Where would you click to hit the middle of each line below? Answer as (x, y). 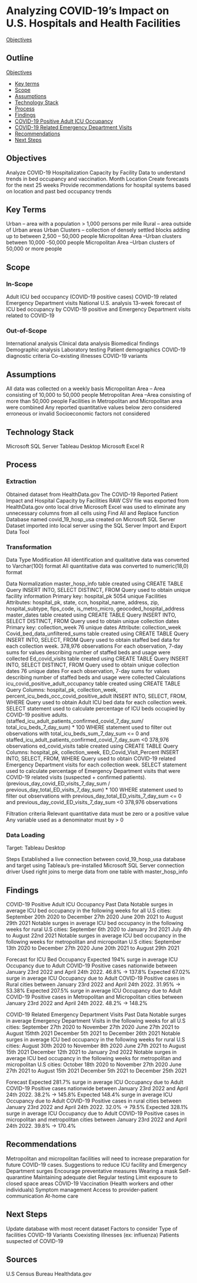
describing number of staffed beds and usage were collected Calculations (96, 677)
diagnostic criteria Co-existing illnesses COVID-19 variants (77, 356)
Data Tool (18, 532)
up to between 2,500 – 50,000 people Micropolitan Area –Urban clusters (94, 236)
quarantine (19, 1177)
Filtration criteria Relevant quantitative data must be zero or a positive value (98, 813)
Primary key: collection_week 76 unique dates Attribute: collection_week (94, 627)
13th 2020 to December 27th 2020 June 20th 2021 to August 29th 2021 (93, 948)
